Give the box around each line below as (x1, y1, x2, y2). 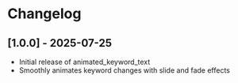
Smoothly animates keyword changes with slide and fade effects (18, 66, 231, 75)
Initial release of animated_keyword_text (18, 57, 151, 66)
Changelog (7, 5, 82, 23)
